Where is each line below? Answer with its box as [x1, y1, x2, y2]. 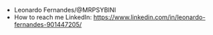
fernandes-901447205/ [13, 21, 82, 28]
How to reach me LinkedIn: [13, 13, 93, 21]
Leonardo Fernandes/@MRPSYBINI [13, 6, 117, 14]
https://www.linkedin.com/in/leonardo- [93, 13, 206, 21]
